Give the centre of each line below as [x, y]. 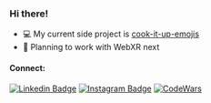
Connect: [27, 67]
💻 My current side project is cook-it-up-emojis [111, 34]
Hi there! [29, 14]
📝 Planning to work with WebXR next [91, 47]
